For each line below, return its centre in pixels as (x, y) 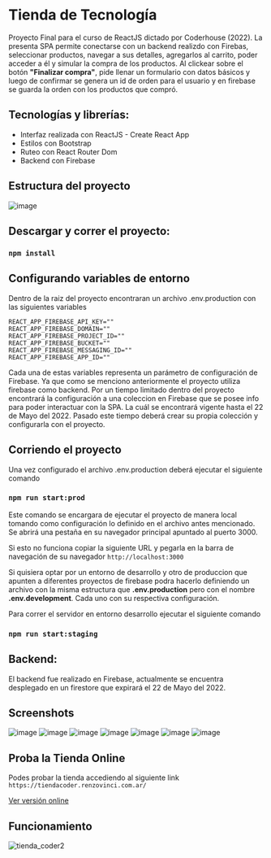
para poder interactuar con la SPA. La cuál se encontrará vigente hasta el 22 (136, 407)
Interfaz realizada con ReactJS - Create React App (105, 134)
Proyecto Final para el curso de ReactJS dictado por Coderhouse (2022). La (135, 37)
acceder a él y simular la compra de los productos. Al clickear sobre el (126, 63)
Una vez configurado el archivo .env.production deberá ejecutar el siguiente (135, 469)
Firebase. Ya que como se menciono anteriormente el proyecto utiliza (125, 381)
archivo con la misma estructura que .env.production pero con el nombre (132, 589)
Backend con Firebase (58, 160)
